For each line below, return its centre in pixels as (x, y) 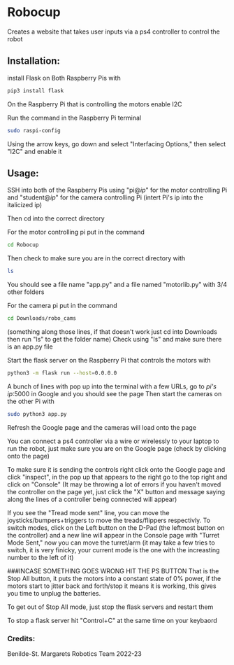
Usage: (23, 173)
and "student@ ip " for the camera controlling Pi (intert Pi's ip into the (105, 197)
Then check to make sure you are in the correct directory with (96, 258)
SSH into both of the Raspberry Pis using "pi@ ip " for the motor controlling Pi (117, 190)
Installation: (34, 61)
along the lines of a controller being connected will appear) (92, 499)
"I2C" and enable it (35, 151)
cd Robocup (23, 245)
